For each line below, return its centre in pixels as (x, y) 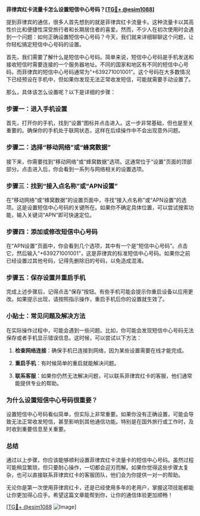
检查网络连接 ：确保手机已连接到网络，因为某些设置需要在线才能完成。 (101, 350)
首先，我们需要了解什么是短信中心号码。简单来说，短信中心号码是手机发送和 (100, 57)
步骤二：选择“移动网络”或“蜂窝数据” (59, 147)
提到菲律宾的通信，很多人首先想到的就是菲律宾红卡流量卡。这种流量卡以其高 (100, 22)
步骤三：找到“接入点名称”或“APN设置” (62, 186)
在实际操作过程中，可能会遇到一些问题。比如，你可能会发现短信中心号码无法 (100, 330)
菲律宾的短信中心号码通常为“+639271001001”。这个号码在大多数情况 (106, 72)
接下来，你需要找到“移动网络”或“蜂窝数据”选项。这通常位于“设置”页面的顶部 (99, 161)
